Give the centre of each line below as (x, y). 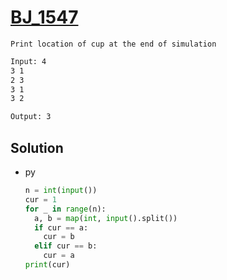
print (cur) (47, 265)
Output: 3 (31, 117)
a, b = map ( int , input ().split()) (106, 218)
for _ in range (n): (65, 209)
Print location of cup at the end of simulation (113, 44)
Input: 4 (28, 61)
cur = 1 (40, 199)
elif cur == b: (66, 246)
